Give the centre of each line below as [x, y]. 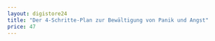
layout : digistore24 [38, 14]
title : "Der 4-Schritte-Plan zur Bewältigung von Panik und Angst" [108, 20]
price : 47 [22, 26]
